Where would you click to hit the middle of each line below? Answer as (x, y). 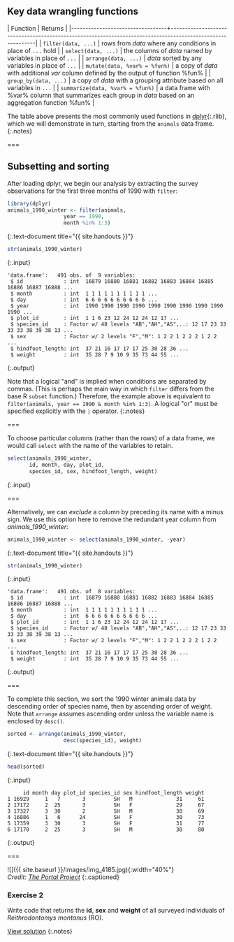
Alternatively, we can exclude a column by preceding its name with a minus (115, 512)
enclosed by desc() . (36, 721)
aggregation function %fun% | (51, 102)
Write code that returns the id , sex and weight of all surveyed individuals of (116, 911)
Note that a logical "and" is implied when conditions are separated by (107, 381)
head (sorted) (26, 767)
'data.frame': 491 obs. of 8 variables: (72, 592)
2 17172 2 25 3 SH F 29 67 (106, 805)
